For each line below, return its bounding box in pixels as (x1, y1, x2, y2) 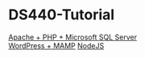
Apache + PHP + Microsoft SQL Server (8, 32, 137, 42)
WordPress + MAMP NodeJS (8, 40, 105, 50)
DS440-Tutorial (8, 6, 115, 24)
